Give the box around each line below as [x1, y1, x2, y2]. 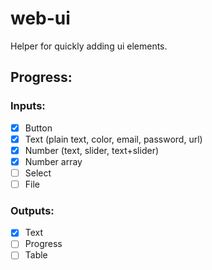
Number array [24, 155, 83, 167]
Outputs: [10, 203, 55, 217]
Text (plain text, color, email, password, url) [24, 133, 203, 145]
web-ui [10, 7, 71, 30]
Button [24, 122, 53, 134]
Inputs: [10, 99, 46, 113]
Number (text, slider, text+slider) [24, 144, 160, 156]
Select [24, 167, 52, 179]
